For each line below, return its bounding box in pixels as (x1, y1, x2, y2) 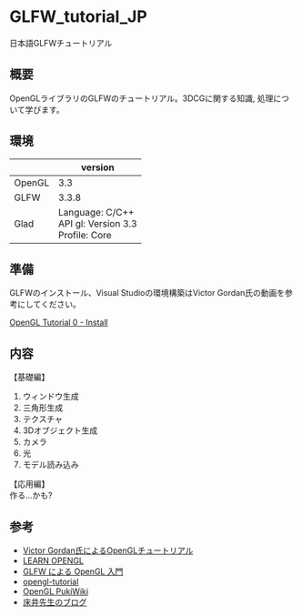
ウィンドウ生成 (22, 391, 79, 402)
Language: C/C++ (57, 206, 135, 218)
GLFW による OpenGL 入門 (22, 566, 124, 577)
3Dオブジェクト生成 (22, 425, 98, 436)
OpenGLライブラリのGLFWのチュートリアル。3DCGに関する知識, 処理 (9, 93, 274, 104)
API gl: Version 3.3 (57, 217, 138, 229)
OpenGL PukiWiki (22, 586, 89, 597)
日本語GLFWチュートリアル (9, 37, 113, 48)
